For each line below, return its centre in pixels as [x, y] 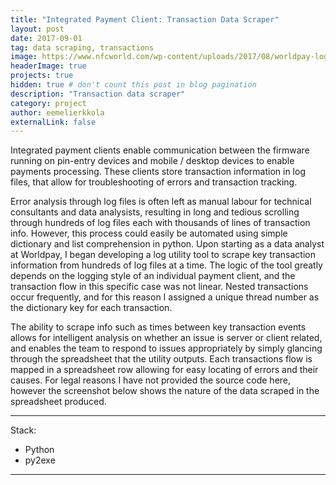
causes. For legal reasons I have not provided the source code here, [151, 380]
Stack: [23, 430]
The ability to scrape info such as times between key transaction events [158, 327]
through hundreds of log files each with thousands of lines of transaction [160, 223]
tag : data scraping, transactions [82, 47]
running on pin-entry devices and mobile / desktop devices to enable [152, 161]
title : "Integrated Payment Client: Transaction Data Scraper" [145, 19]
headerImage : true [48, 66]
